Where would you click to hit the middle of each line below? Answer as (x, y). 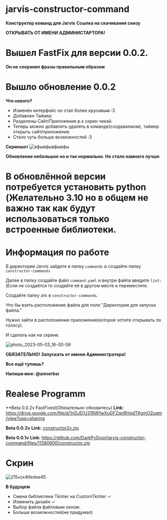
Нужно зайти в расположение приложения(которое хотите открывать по (83, 320)
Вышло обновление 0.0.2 (61, 87)
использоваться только (58, 219)
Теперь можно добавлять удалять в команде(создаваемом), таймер (86, 126)
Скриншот (17, 146)
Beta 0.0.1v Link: (23, 438)
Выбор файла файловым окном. (47, 507)
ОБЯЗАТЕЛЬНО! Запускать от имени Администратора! (66, 354)
